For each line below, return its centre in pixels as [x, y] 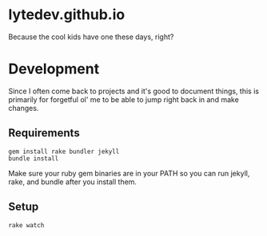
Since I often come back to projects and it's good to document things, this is [134, 91]
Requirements [44, 133]
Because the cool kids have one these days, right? [91, 37]
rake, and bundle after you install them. [73, 182]
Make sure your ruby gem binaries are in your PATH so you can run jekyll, [129, 173]
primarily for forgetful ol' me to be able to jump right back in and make [124, 99]
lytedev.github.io [67, 15]
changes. [24, 108]
